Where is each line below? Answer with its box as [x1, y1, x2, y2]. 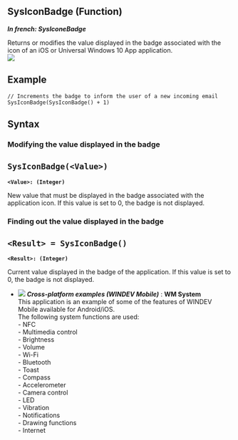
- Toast [17, 366, 39, 374]
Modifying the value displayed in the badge [7, 139, 160, 149]
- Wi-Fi [17, 350, 39, 359]
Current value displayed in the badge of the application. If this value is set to [7, 268, 232, 276]
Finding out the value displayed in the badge [7, 216, 164, 226]
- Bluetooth [17, 358, 51, 367]
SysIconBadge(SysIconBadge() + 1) [7, 99, 110, 106]
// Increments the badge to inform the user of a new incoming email [7, 93, 219, 100]
